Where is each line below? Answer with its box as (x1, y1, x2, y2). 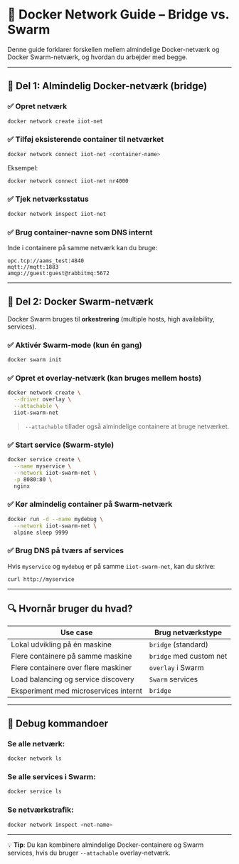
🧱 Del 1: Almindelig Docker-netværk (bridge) (7, 80, 208, 92)
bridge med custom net (149, 651, 228, 661)
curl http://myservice (7, 575, 75, 583)
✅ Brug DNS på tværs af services (7, 545, 124, 555)
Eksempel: (7, 163, 38, 172)
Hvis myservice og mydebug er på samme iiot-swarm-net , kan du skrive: (7, 562, 216, 570)
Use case (60, 627, 93, 637)
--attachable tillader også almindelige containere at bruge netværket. (24, 422, 230, 431)
